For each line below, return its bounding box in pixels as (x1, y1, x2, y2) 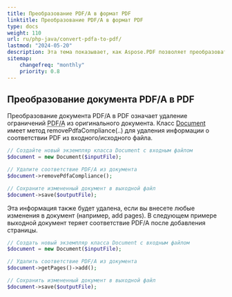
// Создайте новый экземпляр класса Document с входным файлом (7, 147, 193, 154)
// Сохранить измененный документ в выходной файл (7, 277, 156, 284)
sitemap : (7, 55, 32, 62)
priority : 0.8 (19, 68, 60, 75)
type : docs (7, 23, 39, 30)
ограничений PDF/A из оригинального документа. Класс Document (7, 119, 206, 128)
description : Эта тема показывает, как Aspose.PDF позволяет (7, 49, 187, 56)
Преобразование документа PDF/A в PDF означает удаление (7, 112, 188, 120)
